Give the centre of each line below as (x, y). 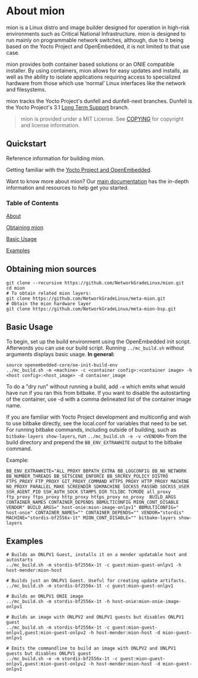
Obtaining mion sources (51, 269)
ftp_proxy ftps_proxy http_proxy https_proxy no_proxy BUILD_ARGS (91, 497)
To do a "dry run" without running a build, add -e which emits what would (96, 386)
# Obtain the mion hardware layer (49, 304)
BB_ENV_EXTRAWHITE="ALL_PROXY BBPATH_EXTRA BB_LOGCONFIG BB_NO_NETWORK (96, 471)
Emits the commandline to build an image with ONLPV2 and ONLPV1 (94, 649)
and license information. (50, 125)
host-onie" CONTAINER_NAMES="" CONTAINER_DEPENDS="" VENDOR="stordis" (95, 513)
